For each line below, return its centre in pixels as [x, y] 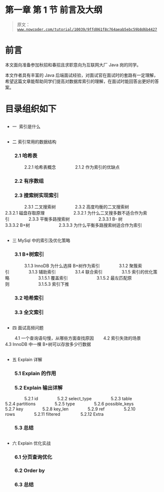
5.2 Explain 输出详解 [39, 387]
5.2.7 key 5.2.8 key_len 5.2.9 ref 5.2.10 [70, 409]
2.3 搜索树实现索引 [37, 195]
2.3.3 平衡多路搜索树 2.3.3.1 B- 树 [76, 219]
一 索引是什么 [26, 127]
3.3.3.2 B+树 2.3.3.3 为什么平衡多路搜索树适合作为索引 [74, 225]
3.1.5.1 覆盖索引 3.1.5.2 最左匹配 [83, 278]
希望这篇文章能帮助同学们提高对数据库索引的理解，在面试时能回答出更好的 [80, 81]
